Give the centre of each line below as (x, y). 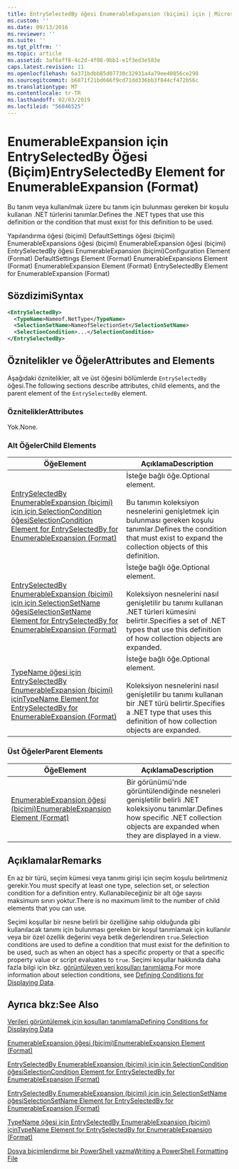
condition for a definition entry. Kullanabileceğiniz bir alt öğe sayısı (105, 893)
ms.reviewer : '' (31, 34)
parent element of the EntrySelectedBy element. (78, 393)
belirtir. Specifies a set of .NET (176, 621)
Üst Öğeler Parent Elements (55, 751)
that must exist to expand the (175, 538)
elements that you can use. (47, 908)
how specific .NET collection (174, 818)
